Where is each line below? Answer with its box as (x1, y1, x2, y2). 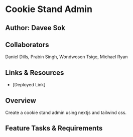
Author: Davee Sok (5, 24, 65, 32)
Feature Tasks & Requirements (5, 124, 103, 132)
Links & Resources (5, 68, 64, 77)
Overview (5, 96, 37, 105)
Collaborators (5, 40, 49, 49)
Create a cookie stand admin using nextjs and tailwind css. (5, 109, 127, 116)
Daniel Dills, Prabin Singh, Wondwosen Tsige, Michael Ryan (5, 54, 128, 60)
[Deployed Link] (12, 82, 46, 88)
